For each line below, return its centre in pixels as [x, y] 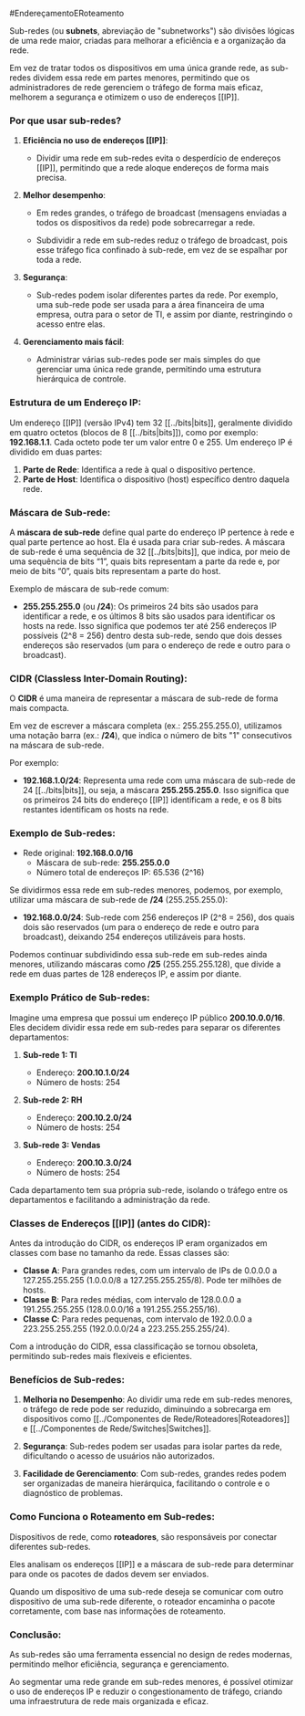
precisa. [51, 178]
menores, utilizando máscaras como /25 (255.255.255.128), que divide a [145, 964]
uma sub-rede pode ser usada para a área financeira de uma [150, 305]
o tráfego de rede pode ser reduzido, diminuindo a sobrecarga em [147, 1409]
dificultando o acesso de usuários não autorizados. [119, 1456]
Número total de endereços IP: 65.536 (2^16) [120, 873]
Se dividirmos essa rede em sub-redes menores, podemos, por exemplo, [147, 890]
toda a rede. [59, 260]
